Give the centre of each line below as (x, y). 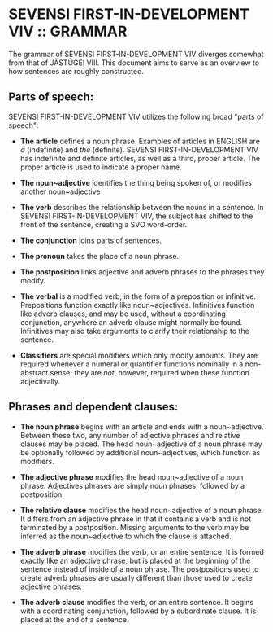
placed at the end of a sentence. (74, 619)
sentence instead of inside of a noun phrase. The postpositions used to (139, 569)
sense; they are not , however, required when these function (149, 372)
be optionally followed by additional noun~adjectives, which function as (140, 452)
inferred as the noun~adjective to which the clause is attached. (126, 536)
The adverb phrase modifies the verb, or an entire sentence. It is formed (142, 551)
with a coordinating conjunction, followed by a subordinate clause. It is (138, 611)
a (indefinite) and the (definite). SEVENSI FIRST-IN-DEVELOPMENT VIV (139, 149)
